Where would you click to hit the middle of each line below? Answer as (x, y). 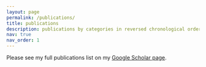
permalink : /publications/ (41, 18)
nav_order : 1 (23, 40)
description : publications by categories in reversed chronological (96, 29)
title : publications (33, 23)
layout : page (23, 12)
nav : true (19, 35)
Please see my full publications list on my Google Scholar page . (86, 58)
